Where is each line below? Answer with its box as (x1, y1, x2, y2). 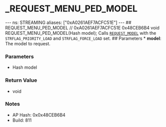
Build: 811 (12, 117, 32, 123)
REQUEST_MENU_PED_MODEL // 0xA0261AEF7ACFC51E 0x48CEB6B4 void (5, 24, 160, 30)
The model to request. (5, 40, 51, 46)
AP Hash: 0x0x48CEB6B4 (12, 112, 66, 118)
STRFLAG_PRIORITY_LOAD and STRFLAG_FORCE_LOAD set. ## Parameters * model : (5, 35, 162, 41)
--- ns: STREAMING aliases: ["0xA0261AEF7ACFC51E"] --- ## (5, 19, 132, 25)
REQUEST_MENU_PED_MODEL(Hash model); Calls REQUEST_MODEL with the (5, 30, 157, 36)
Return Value (5, 77, 37, 84)
